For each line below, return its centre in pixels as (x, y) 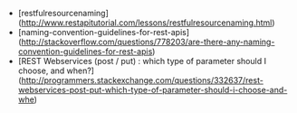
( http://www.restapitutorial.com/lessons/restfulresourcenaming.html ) (146, 23)
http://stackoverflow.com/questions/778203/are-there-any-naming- (148, 42)
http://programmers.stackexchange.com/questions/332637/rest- (143, 80)
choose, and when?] (56, 71)
